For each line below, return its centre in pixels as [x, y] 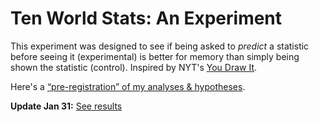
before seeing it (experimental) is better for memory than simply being [155, 56]
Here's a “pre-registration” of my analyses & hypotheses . [128, 86]
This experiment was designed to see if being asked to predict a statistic [160, 46]
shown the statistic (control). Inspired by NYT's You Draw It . [134, 67]
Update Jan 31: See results [66, 106]
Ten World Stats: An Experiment [146, 18]
